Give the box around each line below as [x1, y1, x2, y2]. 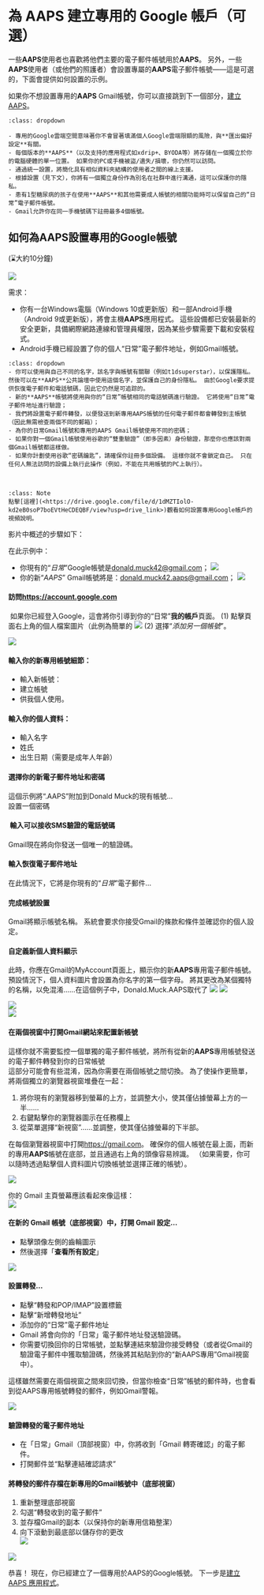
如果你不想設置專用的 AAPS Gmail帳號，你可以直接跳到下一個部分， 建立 [8, 91, 242, 100]
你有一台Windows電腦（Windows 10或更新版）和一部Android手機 [19, 304, 232, 313]
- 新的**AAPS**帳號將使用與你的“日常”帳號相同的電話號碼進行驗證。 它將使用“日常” [8, 392, 249, 401]
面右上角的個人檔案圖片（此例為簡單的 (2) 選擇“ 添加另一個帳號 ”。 [8, 621, 231, 630]
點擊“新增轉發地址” [19, 1310, 82, 1319]
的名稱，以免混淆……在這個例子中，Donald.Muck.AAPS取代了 [8, 985, 208, 995]
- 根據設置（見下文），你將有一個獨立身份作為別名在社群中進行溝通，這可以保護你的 [8, 174, 242, 182]
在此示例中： [8, 546, 50, 555]
